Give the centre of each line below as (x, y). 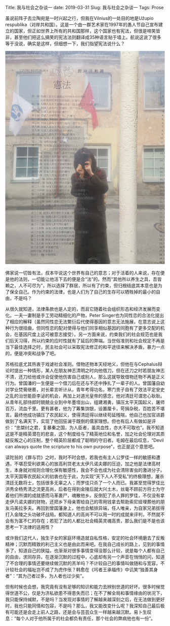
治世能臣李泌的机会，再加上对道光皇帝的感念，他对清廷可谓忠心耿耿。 (92, 396)
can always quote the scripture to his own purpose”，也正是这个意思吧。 (81, 446)
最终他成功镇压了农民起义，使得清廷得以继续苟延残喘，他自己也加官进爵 (89, 415)
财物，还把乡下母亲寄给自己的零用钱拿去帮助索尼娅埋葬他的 (98, 502)
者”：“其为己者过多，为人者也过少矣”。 (46, 576)
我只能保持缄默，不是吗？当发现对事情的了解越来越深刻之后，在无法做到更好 (85, 599)
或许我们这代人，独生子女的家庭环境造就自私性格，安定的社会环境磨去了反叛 (85, 538)
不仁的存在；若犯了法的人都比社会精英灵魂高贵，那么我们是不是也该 (94, 521)
